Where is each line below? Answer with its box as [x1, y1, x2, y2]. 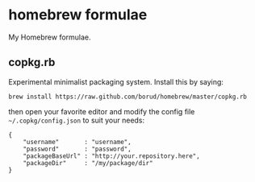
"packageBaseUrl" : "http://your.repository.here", [23, 151, 200, 160]
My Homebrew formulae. [8, 32, 91, 42]
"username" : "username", [23, 138, 132, 146]
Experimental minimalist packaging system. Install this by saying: [8, 77, 224, 86]
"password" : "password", [23, 145, 132, 153]
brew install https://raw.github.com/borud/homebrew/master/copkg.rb [8, 93, 248, 101]
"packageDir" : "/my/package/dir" [23, 159, 153, 167]
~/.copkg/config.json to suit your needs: [8, 115, 145, 125]
